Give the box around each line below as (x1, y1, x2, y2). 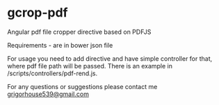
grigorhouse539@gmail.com (7, 90, 89, 98)
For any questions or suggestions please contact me (7, 82, 158, 90)
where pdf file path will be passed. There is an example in (7, 61, 172, 70)
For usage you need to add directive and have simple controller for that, (7, 54, 213, 63)
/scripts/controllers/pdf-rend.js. (7, 69, 98, 77)
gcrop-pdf (7, 5, 68, 21)
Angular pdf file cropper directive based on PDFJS (7, 28, 152, 36)
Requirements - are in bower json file (7, 41, 113, 49)
